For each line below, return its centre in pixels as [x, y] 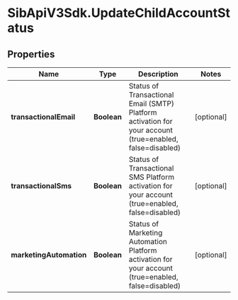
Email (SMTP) [152, 104]
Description [158, 74]
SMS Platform [152, 177]
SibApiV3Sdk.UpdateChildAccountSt [119, 13]
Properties [31, 54]
